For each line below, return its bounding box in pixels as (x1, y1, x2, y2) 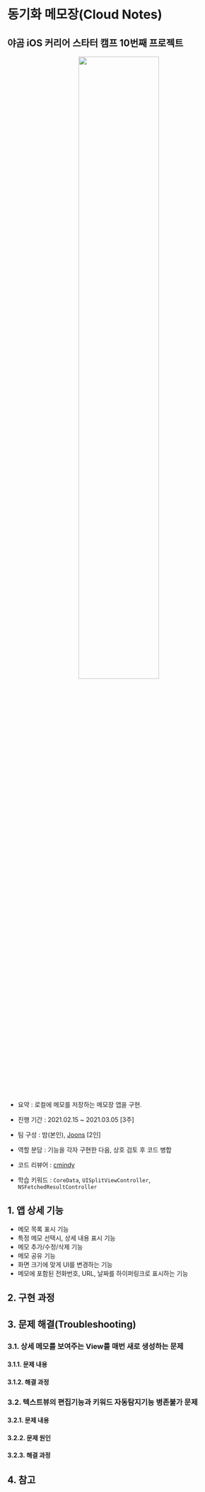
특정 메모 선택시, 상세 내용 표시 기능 (17, 1233, 116, 1242)
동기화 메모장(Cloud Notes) (7, 6, 163, 23)
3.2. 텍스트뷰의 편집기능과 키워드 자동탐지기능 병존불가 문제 (7, 1397, 198, 1407)
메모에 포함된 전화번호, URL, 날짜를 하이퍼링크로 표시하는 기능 (17, 1269, 189, 1277)
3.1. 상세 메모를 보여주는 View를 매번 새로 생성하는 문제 (7, 1341, 184, 1351)
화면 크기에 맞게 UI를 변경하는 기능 (17, 1260, 113, 1269)
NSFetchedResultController (17, 1184, 98, 1191)
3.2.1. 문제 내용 (7, 1416, 49, 1425)
